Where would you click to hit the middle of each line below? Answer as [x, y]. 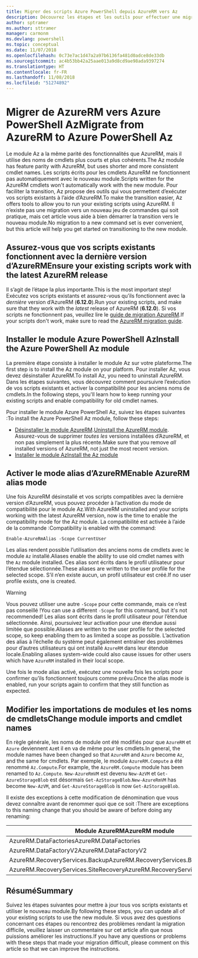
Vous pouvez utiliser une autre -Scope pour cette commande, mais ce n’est [96, 604]
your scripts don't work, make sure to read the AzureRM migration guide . [95, 321]
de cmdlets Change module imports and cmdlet [94, 718]
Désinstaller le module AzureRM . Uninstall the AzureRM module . [92, 429]
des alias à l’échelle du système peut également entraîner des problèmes [95, 642]
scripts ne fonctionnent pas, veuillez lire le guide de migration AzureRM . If [95, 314]
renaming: [18, 816]
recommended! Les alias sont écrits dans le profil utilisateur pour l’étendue [97, 617]
